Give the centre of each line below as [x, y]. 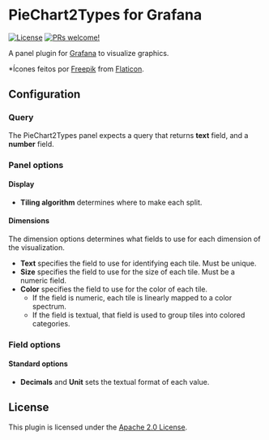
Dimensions [29, 221]
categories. [51, 323]
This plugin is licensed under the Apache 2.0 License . [98, 427]
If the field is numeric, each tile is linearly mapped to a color [132, 297]
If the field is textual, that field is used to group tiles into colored [139, 315]
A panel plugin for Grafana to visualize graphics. [89, 53]
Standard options [38, 364]
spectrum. [49, 306]
